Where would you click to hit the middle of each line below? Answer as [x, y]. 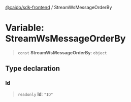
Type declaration [32, 69]
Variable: [25, 28]
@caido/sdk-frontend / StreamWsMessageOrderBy [59, 7]
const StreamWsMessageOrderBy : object [62, 52]
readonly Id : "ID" [35, 94]
